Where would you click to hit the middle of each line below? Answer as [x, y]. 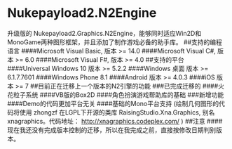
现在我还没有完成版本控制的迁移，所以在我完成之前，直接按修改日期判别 [111, 130]
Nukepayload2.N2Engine [82, 13]
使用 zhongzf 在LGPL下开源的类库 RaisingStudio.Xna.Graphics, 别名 [117, 112]
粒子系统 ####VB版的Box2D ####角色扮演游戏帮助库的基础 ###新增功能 [118, 95]
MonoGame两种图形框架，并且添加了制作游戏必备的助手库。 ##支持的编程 [115, 42]
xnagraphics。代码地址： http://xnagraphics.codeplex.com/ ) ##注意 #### [115, 121]
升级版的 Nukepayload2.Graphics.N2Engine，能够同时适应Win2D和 [104, 33]
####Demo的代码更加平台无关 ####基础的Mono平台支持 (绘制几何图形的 [113, 103]
